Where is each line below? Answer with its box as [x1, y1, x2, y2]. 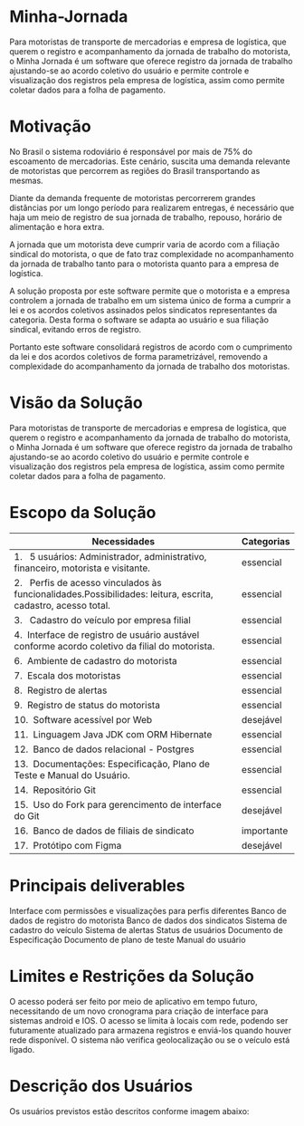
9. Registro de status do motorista [14, 698, 161, 711]
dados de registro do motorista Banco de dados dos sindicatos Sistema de [9, 915, 288, 926]
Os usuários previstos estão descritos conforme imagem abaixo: [9, 1105, 250, 1116]
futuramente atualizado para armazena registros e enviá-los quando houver [9, 1025, 292, 1035]
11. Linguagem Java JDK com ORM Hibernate [14, 727, 213, 740]
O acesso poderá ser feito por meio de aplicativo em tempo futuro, [9, 996, 258, 1006]
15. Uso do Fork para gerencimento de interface [14, 798, 222, 811]
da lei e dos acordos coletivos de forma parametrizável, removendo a [9, 351, 269, 361]
